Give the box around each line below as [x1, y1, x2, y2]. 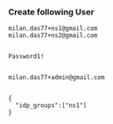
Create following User [8, 6, 95, 18]
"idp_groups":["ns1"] [15, 102, 88, 110]
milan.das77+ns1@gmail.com [8, 25, 98, 33]
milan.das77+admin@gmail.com [8, 74, 105, 82]
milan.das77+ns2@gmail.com [8, 31, 98, 40]
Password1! [8, 53, 45, 61]
